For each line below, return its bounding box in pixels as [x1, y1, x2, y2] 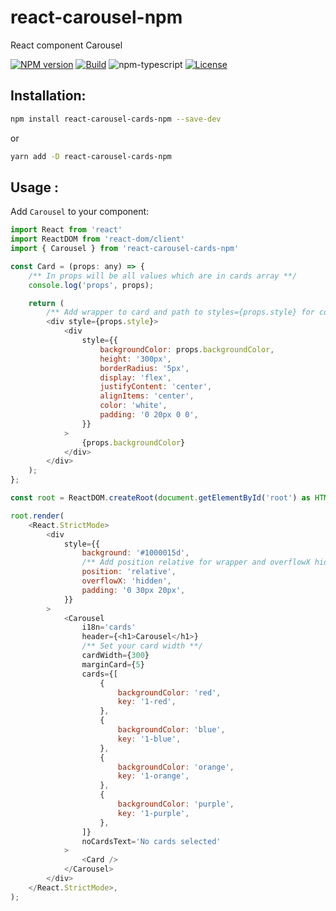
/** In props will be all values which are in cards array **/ [28, 271, 298, 281]
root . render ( [10, 511, 65, 521]
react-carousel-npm [10, 6, 183, 29]
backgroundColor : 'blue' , [117, 725, 226, 735]
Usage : [10, 179, 60, 196]
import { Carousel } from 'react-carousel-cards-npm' [10, 244, 240, 254]
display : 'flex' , [99, 372, 172, 383]
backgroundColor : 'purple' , [117, 799, 235, 810]
